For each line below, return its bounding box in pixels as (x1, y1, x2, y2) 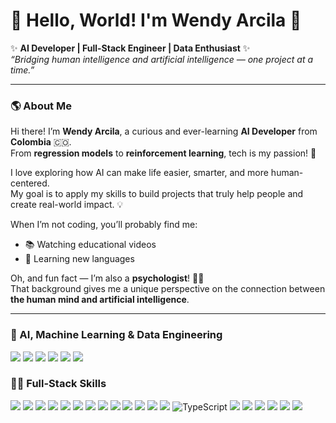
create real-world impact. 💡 (10, 199, 124, 211)
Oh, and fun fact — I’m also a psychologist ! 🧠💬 (10, 272, 205, 284)
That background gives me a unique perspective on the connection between (10, 283, 326, 295)
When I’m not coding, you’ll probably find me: (10, 219, 198, 231)
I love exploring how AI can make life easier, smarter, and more (10, 167, 269, 179)
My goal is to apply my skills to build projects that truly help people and (10, 188, 304, 200)
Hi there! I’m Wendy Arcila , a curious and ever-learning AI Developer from (10, 125, 318, 138)
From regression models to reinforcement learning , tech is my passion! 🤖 (10, 147, 317, 159)
